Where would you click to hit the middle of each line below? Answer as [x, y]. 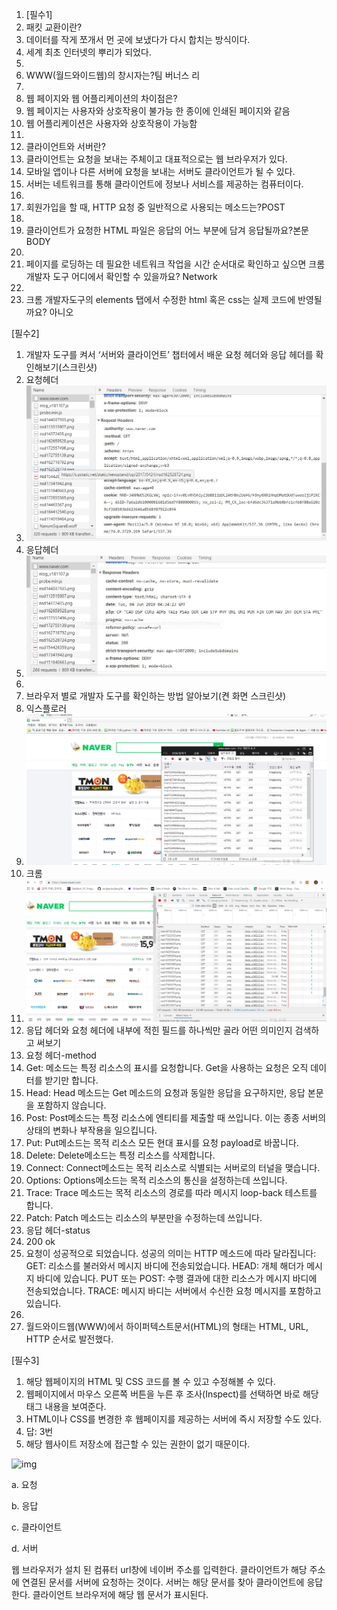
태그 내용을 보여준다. [66, 1406]
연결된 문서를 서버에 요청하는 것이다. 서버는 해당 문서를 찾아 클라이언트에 [163, 1582]
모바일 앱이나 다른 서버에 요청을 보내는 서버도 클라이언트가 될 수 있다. [160, 171]
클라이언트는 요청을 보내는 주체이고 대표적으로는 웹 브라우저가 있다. [156, 159]
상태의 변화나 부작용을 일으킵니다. [91, 1130]
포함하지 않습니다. [71, 1105]
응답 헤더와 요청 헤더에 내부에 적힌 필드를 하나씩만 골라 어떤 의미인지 [159, 1030]
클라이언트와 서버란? [65, 146]
